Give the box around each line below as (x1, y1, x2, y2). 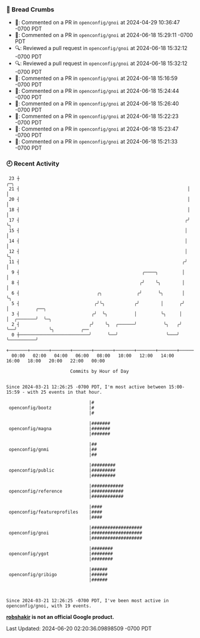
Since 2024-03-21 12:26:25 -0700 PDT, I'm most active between (6, 384, 167, 390)
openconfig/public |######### (8, 467, 116, 473)
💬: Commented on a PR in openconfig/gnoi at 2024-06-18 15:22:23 (14, 113, 179, 120)
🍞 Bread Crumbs (6, 5, 55, 14)
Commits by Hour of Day (70, 368, 129, 374)
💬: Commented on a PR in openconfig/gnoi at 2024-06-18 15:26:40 (14, 100, 179, 107)
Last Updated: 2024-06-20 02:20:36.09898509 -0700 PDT (6, 625, 152, 632)
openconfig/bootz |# (8, 404, 95, 410)
